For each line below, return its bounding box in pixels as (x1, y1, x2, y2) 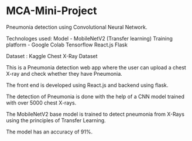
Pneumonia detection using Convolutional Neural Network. (6, 23, 148, 31)
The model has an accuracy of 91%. (6, 128, 93, 135)
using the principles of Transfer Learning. (6, 116, 107, 124)
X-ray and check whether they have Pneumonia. (6, 70, 123, 77)
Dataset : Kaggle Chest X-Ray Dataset (6, 52, 98, 59)
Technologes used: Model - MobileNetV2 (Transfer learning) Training (6, 35, 173, 42)
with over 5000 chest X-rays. (6, 99, 77, 106)
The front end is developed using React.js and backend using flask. (6, 81, 169, 89)
